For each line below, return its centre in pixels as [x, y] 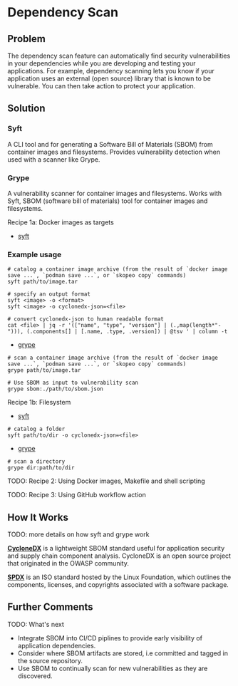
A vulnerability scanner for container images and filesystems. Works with [115, 193]
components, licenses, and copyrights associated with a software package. [118, 585]
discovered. [35, 676]
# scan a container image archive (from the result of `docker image [113, 358]
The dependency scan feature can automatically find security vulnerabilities [119, 56]
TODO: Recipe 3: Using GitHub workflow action [77, 495]
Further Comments [51, 607]
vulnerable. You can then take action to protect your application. [102, 86]
